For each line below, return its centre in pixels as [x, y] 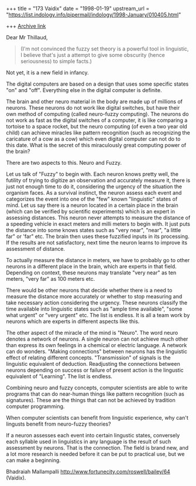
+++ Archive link [26, 26]
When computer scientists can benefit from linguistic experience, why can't [97, 418]
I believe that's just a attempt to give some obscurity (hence [92, 55]
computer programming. [35, 406]
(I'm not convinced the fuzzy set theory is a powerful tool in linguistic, [104, 49]
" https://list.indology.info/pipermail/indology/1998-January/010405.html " [94, 15]
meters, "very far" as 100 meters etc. [51, 279]
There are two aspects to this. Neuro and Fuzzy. [64, 163]
